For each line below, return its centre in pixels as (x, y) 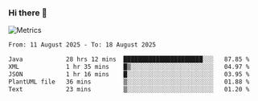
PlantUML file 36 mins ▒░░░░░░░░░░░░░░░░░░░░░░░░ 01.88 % (129, 82)
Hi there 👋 (28, 13)
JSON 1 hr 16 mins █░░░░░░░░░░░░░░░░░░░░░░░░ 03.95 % (129, 74)
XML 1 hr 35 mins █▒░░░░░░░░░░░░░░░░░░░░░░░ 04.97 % (129, 67)
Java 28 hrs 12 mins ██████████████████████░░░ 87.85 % (129, 59)
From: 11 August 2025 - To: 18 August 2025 (82, 45)
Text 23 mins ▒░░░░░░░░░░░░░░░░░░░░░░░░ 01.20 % (129, 89)
